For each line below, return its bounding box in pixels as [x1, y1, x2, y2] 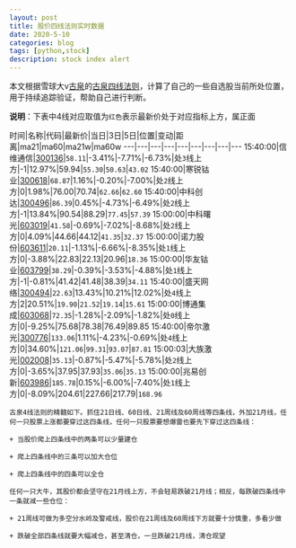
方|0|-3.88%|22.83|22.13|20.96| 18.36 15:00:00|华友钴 [9, 253, 209, 264]
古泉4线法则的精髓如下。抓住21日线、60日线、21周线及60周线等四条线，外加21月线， [9, 408, 281, 417]
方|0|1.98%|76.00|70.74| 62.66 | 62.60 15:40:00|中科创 [9, 186, 204, 197]
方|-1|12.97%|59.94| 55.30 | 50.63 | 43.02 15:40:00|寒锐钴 [9, 164, 210, 174]
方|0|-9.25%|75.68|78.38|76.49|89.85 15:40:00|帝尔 [9, 321, 203, 331]
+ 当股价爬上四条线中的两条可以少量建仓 [9, 435, 138, 444]
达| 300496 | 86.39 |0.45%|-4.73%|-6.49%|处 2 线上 [9, 198, 191, 208]
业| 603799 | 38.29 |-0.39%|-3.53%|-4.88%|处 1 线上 [9, 265, 193, 275]
